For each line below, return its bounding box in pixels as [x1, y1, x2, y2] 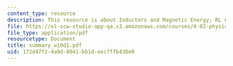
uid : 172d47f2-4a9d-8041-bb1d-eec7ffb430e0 [7, 49, 135, 56]
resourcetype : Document [7, 36, 76, 43]
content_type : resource [7, 10, 76, 17]
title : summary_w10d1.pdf [7, 42, 82, 49]
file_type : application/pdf [7, 29, 89, 36]
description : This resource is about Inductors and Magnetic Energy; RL [7, 16, 222, 23]
